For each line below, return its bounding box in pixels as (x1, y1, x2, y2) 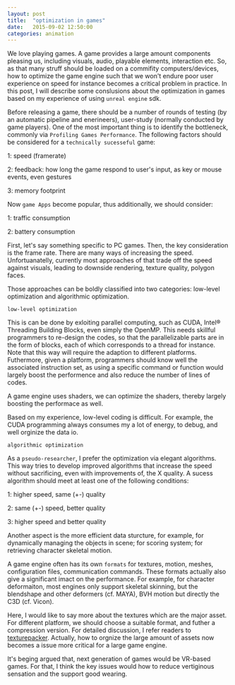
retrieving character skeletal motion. (7, 546, 113, 554)
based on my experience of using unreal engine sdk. (7, 95, 162, 103)
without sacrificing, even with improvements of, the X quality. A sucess (7, 469, 213, 478)
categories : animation (7, 30, 74, 37)
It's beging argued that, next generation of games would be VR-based (7, 655, 211, 663)
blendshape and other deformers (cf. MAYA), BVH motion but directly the (7, 590, 220, 598)
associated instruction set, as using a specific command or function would (7, 363, 224, 372)
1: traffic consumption (7, 214, 71, 222)
